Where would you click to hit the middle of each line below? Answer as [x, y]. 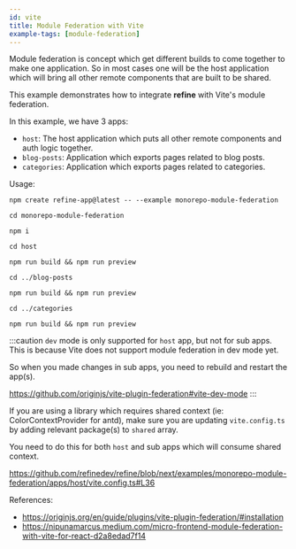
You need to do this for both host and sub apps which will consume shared [145, 447]
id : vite [25, 17]
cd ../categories [41, 309]
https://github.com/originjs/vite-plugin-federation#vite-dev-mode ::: [133, 394]
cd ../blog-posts [41, 278]
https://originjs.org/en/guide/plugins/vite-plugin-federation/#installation [153, 517]
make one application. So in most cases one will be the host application [139, 68]
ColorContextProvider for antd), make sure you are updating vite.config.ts [147, 421]
